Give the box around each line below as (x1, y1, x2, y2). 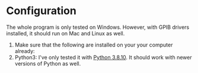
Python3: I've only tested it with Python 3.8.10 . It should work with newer (14, 54, 192, 61)
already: (14, 47, 35, 54)
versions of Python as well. (14, 60, 81, 67)
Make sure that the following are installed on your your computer (14, 41, 173, 48)
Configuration (6, 4, 77, 18)
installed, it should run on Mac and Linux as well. (6, 29, 125, 36)
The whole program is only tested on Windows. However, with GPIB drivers (6, 24, 190, 31)
